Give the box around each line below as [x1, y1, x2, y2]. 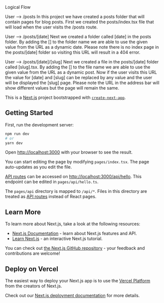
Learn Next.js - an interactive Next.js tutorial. [12, 236, 103, 242]
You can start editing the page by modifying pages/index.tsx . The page [5, 159, 149, 165]
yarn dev [5, 140, 23, 146]
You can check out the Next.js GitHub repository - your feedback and [5, 245, 145, 251]
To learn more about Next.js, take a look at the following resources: [5, 221, 141, 227]
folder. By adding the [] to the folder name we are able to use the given [5, 39, 148, 45]
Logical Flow [5, 4, 31, 10]
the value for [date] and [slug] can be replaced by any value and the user [5, 75, 153, 80]
